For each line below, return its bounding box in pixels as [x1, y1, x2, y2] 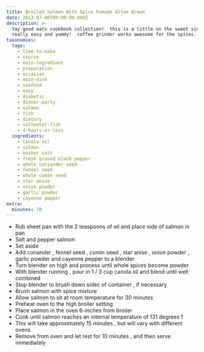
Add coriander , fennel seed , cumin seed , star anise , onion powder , [15, 249, 189, 256]
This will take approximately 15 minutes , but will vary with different [15, 320, 183, 327]
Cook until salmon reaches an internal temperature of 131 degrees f [15, 313, 183, 320]
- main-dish [17, 76, 47, 83]
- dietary [17, 116, 42, 122]
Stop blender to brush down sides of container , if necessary [15, 281, 167, 288]
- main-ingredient [17, 59, 64, 66]
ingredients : [12, 133, 45, 140]
